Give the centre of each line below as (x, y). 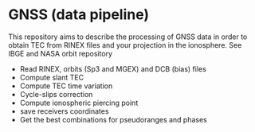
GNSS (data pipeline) (79, 15)
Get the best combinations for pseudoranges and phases (113, 119)
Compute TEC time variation (66, 86)
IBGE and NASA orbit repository (61, 53)
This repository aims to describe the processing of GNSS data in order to (128, 37)
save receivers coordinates (64, 111)
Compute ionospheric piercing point (79, 103)
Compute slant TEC (52, 77)
